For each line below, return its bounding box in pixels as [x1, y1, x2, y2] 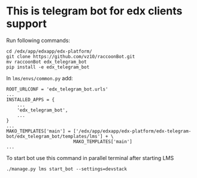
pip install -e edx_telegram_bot [6, 64, 90, 70]
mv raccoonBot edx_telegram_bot [6, 59, 87, 65]
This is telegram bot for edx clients [6, 4, 183, 18]
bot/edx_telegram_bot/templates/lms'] [6, 133, 103, 139]
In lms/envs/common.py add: [6, 74, 73, 82]
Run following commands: [6, 37, 71, 44]
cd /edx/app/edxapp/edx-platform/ [6, 48, 93, 55]
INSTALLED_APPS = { [6, 96, 55, 102]
